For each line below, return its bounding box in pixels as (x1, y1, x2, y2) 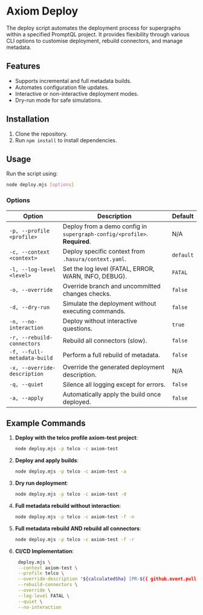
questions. (62, 324, 92, 332)
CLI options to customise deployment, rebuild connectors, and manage (6, 37, 183, 44)
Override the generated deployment (62, 363, 165, 371)
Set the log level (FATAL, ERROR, (62, 265, 155, 273)
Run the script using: (6, 170, 58, 177)
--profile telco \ (18, 570, 65, 576)
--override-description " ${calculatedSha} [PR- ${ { (18, 576, 148, 582)
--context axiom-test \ (18, 565, 78, 571)
